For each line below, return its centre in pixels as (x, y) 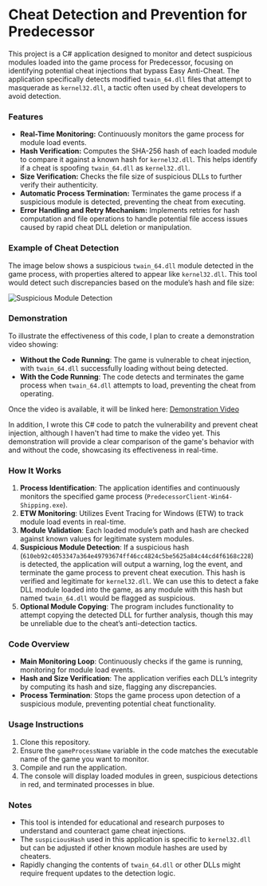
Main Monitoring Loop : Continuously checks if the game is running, (131, 662)
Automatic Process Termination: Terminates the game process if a (130, 194)
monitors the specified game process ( (83, 497)
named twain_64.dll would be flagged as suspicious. (108, 598)
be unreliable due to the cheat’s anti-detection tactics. (108, 624)
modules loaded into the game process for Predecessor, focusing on (121, 62)
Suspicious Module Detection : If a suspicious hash (104, 547)
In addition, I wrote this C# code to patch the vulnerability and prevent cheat (133, 424)
